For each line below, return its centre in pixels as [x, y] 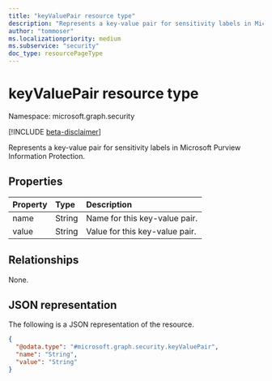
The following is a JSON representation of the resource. [101, 324]
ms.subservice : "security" [54, 46]
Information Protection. [47, 156]
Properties [36, 182]
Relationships [44, 260]
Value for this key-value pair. [141, 231]
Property [30, 204]
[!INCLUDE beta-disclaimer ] [55, 131]
